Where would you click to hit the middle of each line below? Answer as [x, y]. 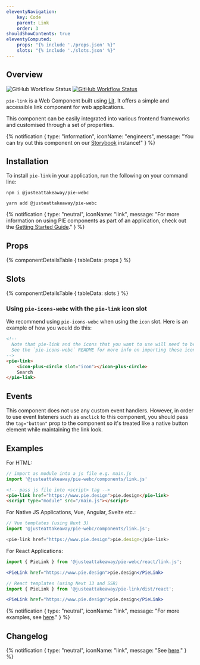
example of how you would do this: [49, 328]
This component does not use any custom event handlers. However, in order [100, 411]
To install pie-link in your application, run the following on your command [97, 176]
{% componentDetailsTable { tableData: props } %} [68, 260]
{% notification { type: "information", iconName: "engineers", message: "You [100, 136]
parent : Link [33, 23]
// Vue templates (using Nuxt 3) [48, 523]
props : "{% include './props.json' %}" [66, 45]
